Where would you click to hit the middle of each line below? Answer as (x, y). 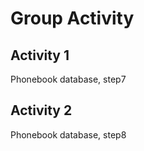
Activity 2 (41, 110)
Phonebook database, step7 (68, 79)
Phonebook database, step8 (68, 134)
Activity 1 (40, 55)
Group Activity (72, 18)
